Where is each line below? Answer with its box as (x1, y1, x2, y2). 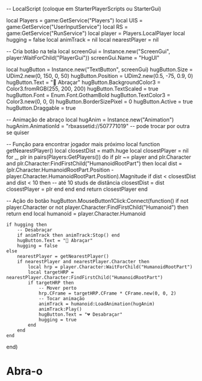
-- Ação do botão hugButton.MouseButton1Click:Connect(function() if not (6, 197, 189, 204)
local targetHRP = (28, 269, 74, 275)
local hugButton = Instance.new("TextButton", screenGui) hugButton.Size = (6, 66, 193, 73)
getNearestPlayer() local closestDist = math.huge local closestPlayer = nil (6, 147, 189, 154)
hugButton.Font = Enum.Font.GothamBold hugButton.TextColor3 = (6, 92, 171, 98)
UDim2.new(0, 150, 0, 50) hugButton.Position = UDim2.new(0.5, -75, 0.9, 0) (6, 72, 194, 79)
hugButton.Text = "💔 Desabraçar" (38, 312, 122, 318)
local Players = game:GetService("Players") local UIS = (6, 17, 143, 24)
